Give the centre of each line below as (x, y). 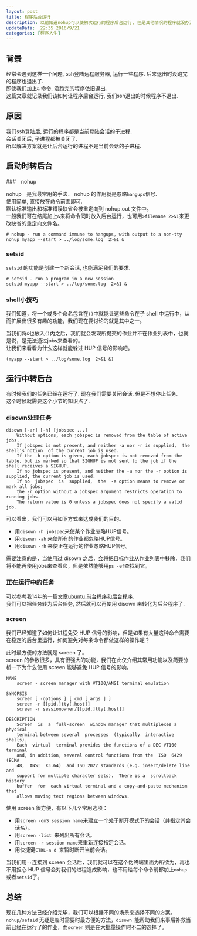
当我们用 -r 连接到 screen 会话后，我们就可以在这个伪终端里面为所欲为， (93, 862)
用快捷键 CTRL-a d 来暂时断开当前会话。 (62, 849)
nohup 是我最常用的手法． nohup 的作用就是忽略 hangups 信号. (81, 194)
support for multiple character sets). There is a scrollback (97, 776)
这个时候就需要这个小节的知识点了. (48, 401)
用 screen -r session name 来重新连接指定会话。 (72, 842)
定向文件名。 (47, 223)
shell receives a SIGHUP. (38, 466)
